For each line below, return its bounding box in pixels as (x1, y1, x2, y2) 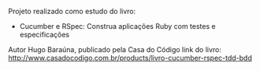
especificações (19, 30, 69, 39)
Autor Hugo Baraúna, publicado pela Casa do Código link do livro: (8, 45, 222, 54)
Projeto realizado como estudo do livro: (8, 7, 136, 16)
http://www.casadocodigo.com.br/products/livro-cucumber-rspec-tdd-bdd (8, 54, 252, 62)
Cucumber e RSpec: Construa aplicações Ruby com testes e (19, 22, 216, 30)
